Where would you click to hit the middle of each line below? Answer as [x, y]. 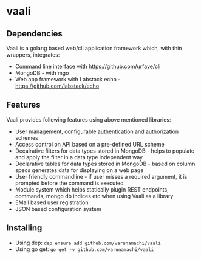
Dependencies [34, 34]
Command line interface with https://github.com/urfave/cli [88, 66]
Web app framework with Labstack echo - [68, 79]
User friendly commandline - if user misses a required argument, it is [101, 176]
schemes [26, 137]
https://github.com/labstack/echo [57, 86]
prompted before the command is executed [69, 183]
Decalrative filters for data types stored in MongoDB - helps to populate [105, 151]
